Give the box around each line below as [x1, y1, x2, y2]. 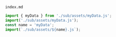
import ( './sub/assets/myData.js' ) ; [5, 18, 79, 23]
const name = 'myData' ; [5, 22, 55, 27]
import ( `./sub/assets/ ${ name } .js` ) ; [5, 27, 81, 32]
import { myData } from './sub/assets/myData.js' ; [5, 13, 112, 18]
